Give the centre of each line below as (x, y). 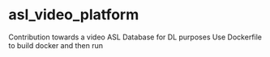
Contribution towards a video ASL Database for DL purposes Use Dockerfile (135, 37)
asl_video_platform (74, 15)
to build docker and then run (56, 45)
